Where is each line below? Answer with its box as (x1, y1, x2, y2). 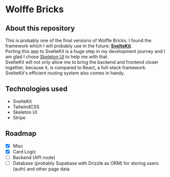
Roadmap (5, 129, 37, 138)
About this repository (5, 24, 75, 33)
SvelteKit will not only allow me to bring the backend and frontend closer (5, 59, 159, 65)
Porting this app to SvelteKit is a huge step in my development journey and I (5, 48, 165, 54)
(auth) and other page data (12, 166, 70, 172)
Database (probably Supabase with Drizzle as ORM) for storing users (12, 160, 159, 166)
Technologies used (5, 85, 68, 93)
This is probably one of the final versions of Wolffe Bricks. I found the (5, 37, 152, 43)
